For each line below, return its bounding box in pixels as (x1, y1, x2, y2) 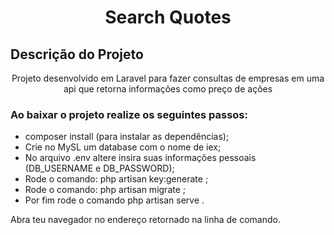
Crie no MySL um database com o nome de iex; (24, 141, 222, 153)
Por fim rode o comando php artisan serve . (24, 194, 205, 206)
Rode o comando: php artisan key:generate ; (24, 173, 209, 185)
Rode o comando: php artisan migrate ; (24, 184, 187, 196)
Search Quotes (104, 6, 232, 29)
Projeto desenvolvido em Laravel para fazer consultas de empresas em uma (11, 72, 325, 84)
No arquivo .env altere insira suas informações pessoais (24, 152, 257, 164)
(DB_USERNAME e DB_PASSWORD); (24, 162, 175, 175)
